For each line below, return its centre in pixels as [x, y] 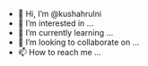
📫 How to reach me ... [59, 52]
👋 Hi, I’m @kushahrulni [59, 14]
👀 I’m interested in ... [56, 23]
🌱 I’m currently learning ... [65, 33]
